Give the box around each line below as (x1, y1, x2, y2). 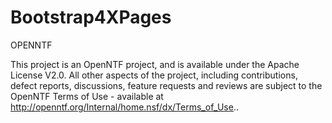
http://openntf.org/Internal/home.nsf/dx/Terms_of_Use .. (10, 101, 239, 113)
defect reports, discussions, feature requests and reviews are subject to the (10, 79, 323, 91)
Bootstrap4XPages (10, 6, 172, 29)
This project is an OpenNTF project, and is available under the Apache (10, 58, 300, 70)
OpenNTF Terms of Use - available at (10, 90, 164, 102)
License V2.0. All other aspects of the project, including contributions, (10, 69, 298, 81)
